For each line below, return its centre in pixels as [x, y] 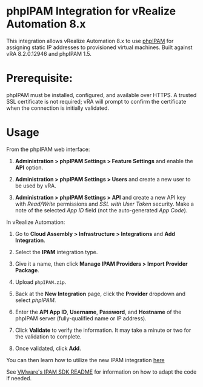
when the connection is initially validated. [58, 108]
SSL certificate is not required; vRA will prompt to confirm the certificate [96, 101]
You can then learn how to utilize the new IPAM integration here [85, 360]
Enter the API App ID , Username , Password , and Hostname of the [98, 312]
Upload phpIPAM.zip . [41, 282]
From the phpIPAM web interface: [48, 149]
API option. [29, 167]
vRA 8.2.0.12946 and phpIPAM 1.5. [49, 53]
